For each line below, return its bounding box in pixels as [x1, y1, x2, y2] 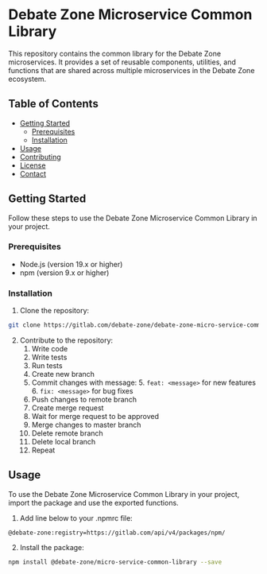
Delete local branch [31, 437, 96, 447]
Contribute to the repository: [19, 335, 114, 345]
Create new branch [31, 370, 95, 379]
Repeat [31, 445, 56, 455]
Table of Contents [8, 97, 99, 111]
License [19, 161, 46, 170]
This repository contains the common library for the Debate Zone [8, 48, 221, 58]
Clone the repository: [19, 306, 90, 316]
